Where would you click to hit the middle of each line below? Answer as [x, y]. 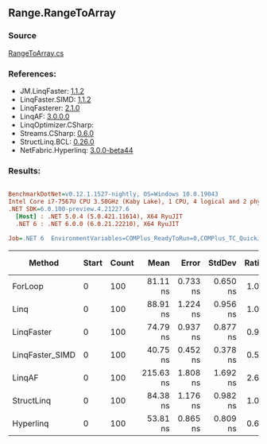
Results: [25, 170]
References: [33, 73]
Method [44, 263]
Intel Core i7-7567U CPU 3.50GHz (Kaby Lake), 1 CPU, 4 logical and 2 [128, 202]
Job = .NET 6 [26, 238]
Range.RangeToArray [62, 13]
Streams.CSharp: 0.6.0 [56, 133]
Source [23, 36]
